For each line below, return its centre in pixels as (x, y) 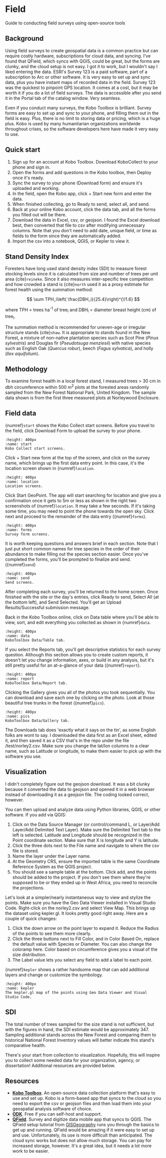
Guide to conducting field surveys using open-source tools (65, 23)
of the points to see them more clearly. (52, 933)
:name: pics (17, 716)
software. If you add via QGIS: (36, 814)
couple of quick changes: (31, 918)
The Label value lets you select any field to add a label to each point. (82, 960)
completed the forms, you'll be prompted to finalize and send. (68, 559)
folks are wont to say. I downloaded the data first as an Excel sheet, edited (81, 735)
